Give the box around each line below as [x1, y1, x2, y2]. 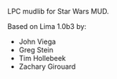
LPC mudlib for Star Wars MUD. [7, 7, 109, 16]
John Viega [18, 37, 57, 46]
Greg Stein [18, 45, 54, 54]
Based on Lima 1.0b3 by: [7, 22, 87, 31]
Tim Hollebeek [18, 54, 66, 63]
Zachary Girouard [18, 62, 76, 71]
